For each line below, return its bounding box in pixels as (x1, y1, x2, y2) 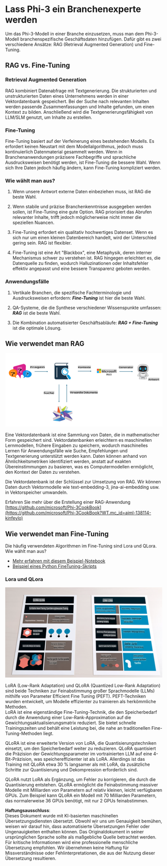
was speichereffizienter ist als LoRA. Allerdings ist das (33, 756, 146, 762)
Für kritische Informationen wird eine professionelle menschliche (5, 839, 139, 845)
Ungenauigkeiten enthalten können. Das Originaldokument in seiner (5, 829, 144, 835)
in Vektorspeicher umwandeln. (5, 489, 68, 495)
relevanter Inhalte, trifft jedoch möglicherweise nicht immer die (12, 214, 142, 220)
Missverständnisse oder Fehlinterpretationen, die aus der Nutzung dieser (5, 850, 156, 856)
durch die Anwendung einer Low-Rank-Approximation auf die (5, 715, 131, 721)
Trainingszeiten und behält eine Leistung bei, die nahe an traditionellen (5, 725, 151, 731)
